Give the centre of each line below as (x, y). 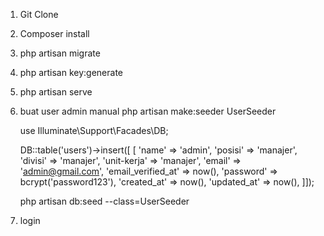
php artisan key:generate (71, 72)
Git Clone (39, 14)
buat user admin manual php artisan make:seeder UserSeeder (148, 111)
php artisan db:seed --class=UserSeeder (104, 201)
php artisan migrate (60, 53)
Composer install (54, 33)
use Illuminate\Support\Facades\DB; (94, 130)
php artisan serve (56, 92)
